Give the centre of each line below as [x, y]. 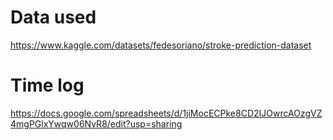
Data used [53, 17]
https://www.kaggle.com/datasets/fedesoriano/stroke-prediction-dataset [161, 45]
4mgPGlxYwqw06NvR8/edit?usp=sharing [96, 123]
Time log [47, 85]
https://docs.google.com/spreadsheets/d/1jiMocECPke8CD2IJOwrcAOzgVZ [166, 113]
